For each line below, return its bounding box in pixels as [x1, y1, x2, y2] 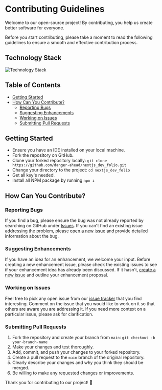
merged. [12, 365, 29, 370]
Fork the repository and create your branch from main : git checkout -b [12, 334, 155, 340]
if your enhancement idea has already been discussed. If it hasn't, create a [5, 267, 156, 273]
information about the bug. [5, 233, 59, 239]
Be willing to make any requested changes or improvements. [12, 370, 135, 376]
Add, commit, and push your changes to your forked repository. [12, 349, 140, 355]
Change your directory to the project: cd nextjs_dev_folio [12, 167, 130, 173]
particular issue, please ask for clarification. [5, 311, 93, 317]
